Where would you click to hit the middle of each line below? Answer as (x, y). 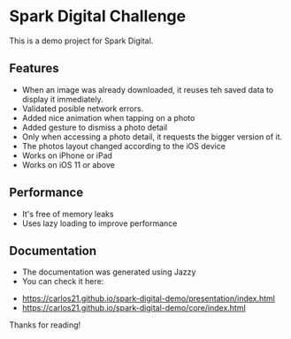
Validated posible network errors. (83, 109)
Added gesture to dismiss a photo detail (95, 127)
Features (34, 68)
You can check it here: (63, 282)
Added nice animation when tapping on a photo (108, 117)
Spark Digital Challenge (98, 16)
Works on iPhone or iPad (67, 155)
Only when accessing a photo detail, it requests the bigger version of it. (152, 136)
